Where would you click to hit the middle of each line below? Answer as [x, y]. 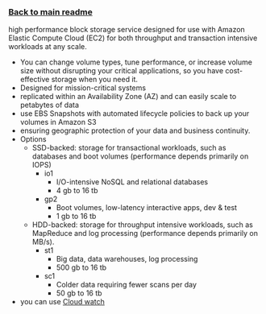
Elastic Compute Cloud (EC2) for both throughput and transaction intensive [133, 38]
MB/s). [43, 242]
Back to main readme [50, 12]
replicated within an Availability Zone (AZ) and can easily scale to [128, 97]
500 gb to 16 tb [81, 267]
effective [35, 80]
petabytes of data [49, 105]
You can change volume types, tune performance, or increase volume [136, 62]
